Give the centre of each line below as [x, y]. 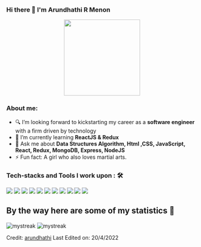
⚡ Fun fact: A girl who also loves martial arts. [71, 157]
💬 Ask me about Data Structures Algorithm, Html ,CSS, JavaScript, [100, 144]
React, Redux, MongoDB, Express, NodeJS [70, 150]
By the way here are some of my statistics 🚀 [90, 211]
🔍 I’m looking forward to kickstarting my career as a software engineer [105, 122]
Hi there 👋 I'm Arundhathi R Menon [58, 10]
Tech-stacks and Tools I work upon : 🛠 [65, 175]
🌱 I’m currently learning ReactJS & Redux [67, 137]
